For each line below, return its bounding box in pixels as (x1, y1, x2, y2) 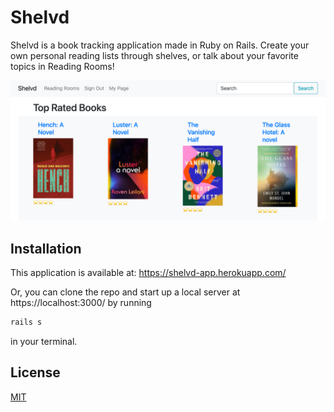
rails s (10, 317, 43, 328)
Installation (10, 240, 82, 257)
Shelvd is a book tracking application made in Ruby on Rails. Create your (10, 39, 310, 51)
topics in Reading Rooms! (10, 60, 115, 72)
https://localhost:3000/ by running (10, 297, 152, 309)
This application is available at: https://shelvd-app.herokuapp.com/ (10, 267, 287, 279)
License (10, 364, 61, 381)
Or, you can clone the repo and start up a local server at (10, 286, 241, 298)
